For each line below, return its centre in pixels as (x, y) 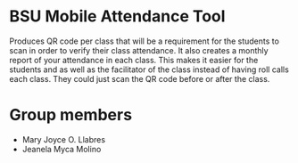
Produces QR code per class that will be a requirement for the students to (144, 41)
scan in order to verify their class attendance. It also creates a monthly (139, 50)
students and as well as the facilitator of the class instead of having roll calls (149, 69)
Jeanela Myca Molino (62, 149)
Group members (70, 115)
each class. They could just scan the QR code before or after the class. (140, 78)
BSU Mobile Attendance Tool (117, 16)
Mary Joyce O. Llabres (63, 139)
